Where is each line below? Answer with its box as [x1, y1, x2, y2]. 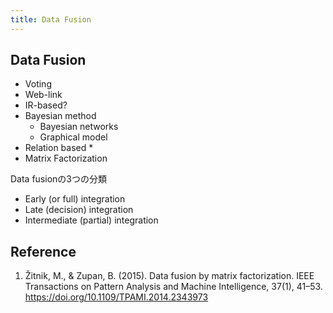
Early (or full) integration [24, 193, 126, 205]
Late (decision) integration [24, 204, 134, 216]
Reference [10, 243, 77, 260]
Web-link [24, 89, 63, 101]
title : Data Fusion [10, 14, 92, 25]
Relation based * [24, 142, 94, 154]
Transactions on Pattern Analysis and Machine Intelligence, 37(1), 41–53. [24, 281, 323, 293]
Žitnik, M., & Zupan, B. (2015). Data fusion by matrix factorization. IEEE [24, 270, 315, 282]
